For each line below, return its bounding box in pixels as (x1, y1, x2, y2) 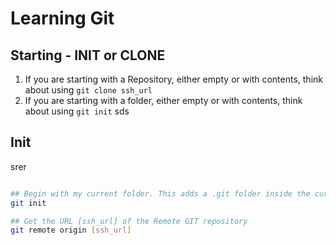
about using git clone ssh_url (24, 84, 153, 96)
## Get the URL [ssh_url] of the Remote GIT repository (10, 216, 248, 226)
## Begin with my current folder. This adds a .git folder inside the (10, 188, 311, 199)
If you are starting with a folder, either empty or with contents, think (24, 95, 303, 106)
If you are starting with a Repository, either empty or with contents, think (24, 73, 323, 85)
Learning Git (10, 7, 115, 30)
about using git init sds (24, 105, 130, 117)
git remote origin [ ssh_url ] (10, 225, 132, 236)
